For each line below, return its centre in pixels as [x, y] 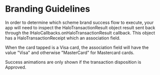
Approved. [16, 67]
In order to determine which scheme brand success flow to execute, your [80, 22]
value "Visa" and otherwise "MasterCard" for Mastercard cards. [70, 53]
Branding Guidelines [48, 9]
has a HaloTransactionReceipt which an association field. [63, 38]
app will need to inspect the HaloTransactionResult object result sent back [80, 27]
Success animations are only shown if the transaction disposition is [73, 62]
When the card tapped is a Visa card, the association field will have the [77, 47]
